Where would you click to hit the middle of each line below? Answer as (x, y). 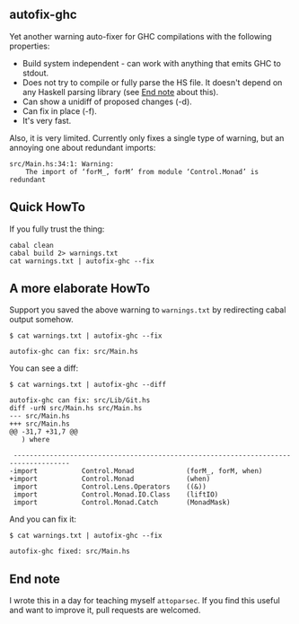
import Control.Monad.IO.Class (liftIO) (116, 495)
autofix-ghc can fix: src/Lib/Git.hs (80, 400)
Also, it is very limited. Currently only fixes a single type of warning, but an (147, 137)
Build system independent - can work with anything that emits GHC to (151, 63)
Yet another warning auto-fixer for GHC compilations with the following (141, 36)
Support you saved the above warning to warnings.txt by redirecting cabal (148, 310)
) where (35, 440)
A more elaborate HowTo (80, 289)
